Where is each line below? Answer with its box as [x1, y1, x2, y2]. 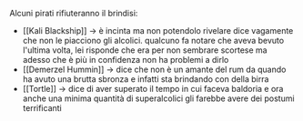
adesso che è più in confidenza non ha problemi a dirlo [22, 55, 229, 65]
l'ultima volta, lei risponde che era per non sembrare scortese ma [22, 45, 268, 55]
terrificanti [22, 103, 62, 113]
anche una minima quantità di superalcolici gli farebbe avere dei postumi [22, 93, 295, 104]
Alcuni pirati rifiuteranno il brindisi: [9, 8, 138, 18]
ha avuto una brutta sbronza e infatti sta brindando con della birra [22, 74, 269, 85]
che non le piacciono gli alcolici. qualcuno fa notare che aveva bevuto [22, 35, 285, 45]
